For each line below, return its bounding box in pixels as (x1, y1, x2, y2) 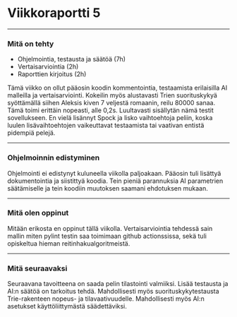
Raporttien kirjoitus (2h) (17, 70, 87, 78)
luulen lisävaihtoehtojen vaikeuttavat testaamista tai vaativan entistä (7, 121, 205, 130)
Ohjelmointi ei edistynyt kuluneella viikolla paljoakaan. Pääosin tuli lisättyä (7, 169, 221, 177)
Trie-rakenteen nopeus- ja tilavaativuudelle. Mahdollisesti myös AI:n (7, 294, 205, 303)
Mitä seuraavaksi (7, 263, 68, 273)
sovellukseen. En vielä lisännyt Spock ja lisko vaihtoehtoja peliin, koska (7, 114, 213, 122)
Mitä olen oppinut (7, 208, 69, 218)
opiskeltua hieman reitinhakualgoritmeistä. (7, 239, 130, 248)
